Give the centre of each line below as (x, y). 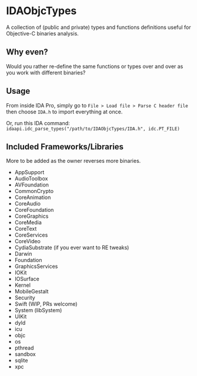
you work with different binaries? (46, 73)
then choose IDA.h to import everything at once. (64, 112)
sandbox (25, 354)
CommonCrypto (34, 191)
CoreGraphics (31, 216)
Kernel (23, 285)
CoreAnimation (33, 197)
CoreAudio (28, 204)
